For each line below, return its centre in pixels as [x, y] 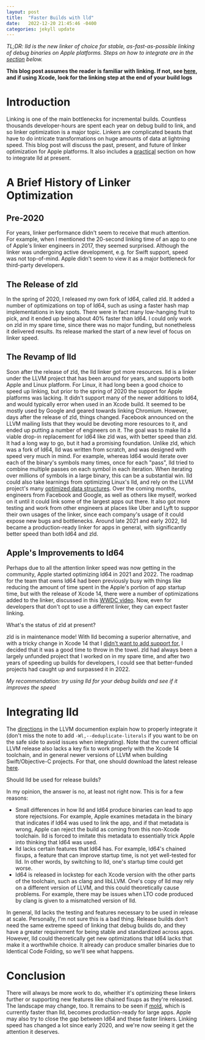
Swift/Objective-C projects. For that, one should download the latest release [102, 761]
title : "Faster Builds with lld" [50, 18]
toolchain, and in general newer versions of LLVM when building [87, 755]
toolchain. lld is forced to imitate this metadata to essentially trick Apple [105, 836]
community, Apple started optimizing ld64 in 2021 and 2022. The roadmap [100, 574]
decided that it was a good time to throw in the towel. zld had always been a [102, 650]
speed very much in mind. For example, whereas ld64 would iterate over [97, 456]
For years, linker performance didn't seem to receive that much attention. [98, 233]
